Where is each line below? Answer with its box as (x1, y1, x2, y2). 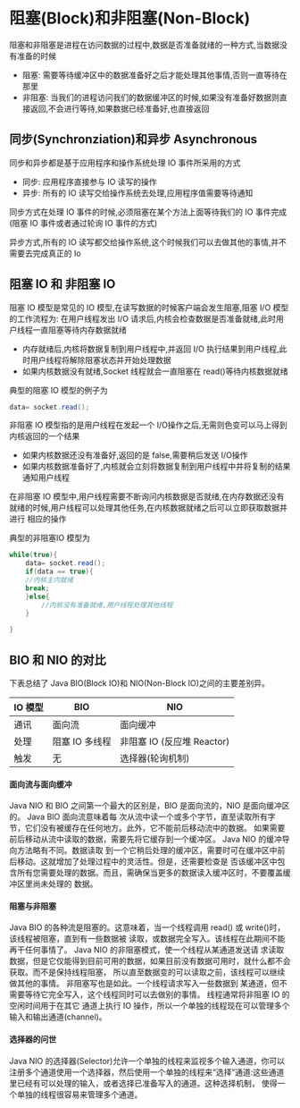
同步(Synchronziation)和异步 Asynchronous (9, 131, 257, 148)
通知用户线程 (21, 472, 70, 483)
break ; (25, 583, 50, 593)
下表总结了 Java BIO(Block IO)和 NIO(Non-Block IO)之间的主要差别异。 (9, 678, 270, 689)
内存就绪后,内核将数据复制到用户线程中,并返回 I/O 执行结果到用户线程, (21, 343, 279, 354)
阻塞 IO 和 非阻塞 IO (9, 276, 116, 292)
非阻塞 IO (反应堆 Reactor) (120, 735, 230, 748)
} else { (25, 592, 50, 601)
